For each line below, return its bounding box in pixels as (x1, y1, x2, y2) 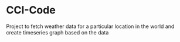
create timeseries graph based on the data (6, 29, 109, 36)
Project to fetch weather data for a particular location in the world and (6, 23, 175, 30)
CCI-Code (6, 3, 56, 17)
